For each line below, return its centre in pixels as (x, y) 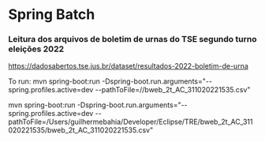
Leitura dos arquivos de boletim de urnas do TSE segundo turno (132, 39)
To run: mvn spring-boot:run (54, 81)
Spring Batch (52, 15)
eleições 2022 (36, 49)
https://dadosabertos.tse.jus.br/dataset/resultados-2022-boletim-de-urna (128, 66)
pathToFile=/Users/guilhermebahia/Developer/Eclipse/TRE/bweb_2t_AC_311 (131, 122)
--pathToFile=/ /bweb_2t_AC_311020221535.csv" (173, 90)
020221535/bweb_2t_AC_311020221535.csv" (81, 130)
